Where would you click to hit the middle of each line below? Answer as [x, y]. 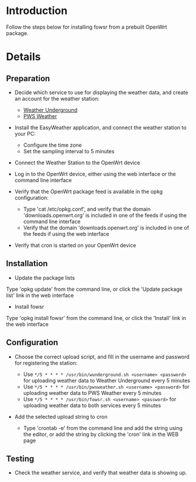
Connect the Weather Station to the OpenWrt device [77, 163]
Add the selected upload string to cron [61, 416]
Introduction [37, 11]
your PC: [25, 133]
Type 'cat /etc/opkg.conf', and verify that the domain [87, 209]
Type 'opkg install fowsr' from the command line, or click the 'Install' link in [96, 318]
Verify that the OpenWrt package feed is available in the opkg [88, 191]
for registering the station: [46, 363]
